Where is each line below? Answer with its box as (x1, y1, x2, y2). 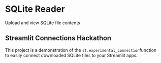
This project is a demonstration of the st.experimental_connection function (5, 47, 157, 53)
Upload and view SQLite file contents (5, 20, 80, 26)
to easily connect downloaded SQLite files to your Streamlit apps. (5, 52, 138, 58)
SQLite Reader (5, 3, 65, 15)
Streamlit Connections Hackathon (5, 34, 112, 42)
